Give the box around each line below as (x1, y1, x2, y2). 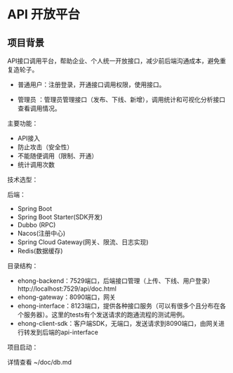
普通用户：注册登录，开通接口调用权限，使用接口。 (17, 80, 166, 89)
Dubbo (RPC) (17, 221, 56, 229)
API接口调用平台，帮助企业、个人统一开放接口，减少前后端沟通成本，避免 (7, 57, 220, 65)
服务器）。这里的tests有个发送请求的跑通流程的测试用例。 (23, 310, 189, 319)
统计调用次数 (17, 160, 55, 169)
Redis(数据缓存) (17, 247, 63, 255)
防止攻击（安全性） (17, 143, 74, 151)
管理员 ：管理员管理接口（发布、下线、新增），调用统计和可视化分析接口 (17, 96, 226, 103)
